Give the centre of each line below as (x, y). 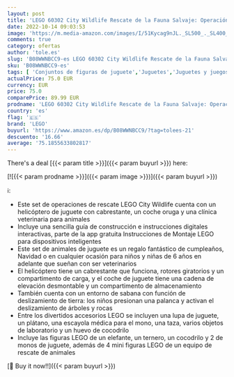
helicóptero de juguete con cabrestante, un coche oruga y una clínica (117, 212)
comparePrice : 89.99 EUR (43, 98)
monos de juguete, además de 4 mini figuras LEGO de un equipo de (115, 345)
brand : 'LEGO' (28, 124)
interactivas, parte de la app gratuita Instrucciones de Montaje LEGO (116, 234)
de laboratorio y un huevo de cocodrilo (73, 330)
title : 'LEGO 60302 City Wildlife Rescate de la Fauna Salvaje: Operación (118, 20)
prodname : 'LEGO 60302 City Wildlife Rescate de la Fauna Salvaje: (107, 105)
